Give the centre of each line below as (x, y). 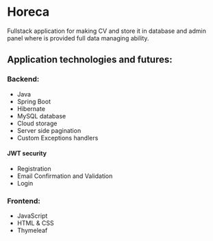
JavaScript (32, 216)
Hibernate (31, 109)
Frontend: (24, 201)
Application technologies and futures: (90, 60)
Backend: (23, 79)
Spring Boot (34, 101)
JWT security (27, 153)
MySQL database (41, 116)
